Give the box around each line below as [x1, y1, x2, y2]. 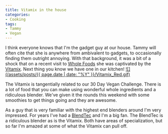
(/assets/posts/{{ [5, 72, 41, 77]
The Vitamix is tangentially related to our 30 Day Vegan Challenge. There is [5, 81, 161, 87]
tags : [5, 21, 17, 27]
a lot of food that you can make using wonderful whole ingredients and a [5, 87, 156, 92]
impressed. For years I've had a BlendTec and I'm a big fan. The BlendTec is [5, 112, 163, 118]
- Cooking [5, 17, 26, 22]
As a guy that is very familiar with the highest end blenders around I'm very [5, 107, 161, 113]
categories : [5, 12, 30, 17]
